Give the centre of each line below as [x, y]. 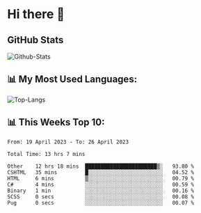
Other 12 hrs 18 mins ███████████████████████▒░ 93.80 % [101, 166]
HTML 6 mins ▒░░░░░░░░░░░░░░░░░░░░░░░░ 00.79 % [101, 178]
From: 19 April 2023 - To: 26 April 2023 [68, 142]
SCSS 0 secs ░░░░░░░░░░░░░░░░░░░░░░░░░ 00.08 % [101, 197]
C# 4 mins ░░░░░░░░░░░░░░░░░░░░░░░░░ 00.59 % [101, 184]
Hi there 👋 [36, 14]
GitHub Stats [35, 40]
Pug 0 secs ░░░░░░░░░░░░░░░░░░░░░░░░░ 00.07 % [101, 203]
